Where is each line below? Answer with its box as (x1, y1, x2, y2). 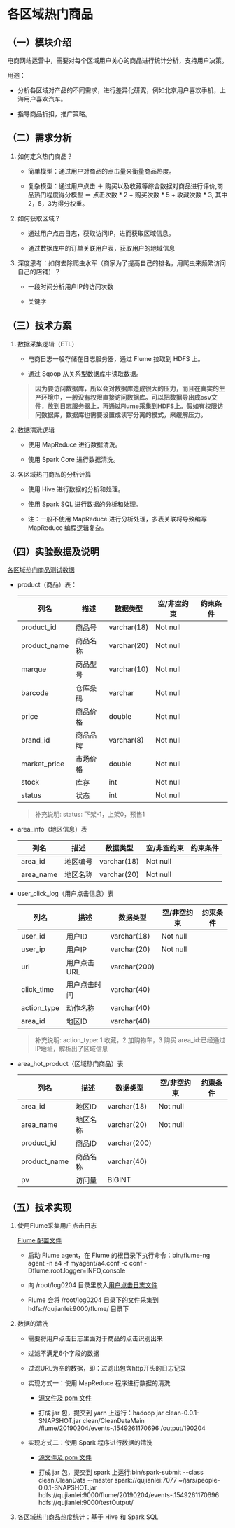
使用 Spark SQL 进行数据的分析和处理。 (27, 500, 142, 508)
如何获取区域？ (17, 214, 61, 223)
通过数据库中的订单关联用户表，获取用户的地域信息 (27, 244, 176, 252)
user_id (20, 932, 45, 941)
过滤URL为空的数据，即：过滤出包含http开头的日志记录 (27, 1364, 187, 1373)
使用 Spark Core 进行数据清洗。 (27, 455, 120, 463)
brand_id (20, 736, 50, 745)
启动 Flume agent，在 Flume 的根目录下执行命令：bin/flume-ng (27, 1251, 211, 1260)
